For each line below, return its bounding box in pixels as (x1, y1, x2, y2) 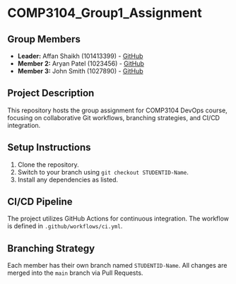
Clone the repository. (17, 160, 79, 169)
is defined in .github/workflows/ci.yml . (7, 222, 123, 230)
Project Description (7, 87, 95, 100)
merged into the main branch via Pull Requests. (7, 268, 143, 277)
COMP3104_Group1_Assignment (7, 5, 203, 21)
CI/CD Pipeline (7, 196, 73, 208)
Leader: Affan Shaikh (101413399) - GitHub (17, 52, 143, 60)
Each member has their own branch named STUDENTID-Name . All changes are (7, 261, 228, 270)
